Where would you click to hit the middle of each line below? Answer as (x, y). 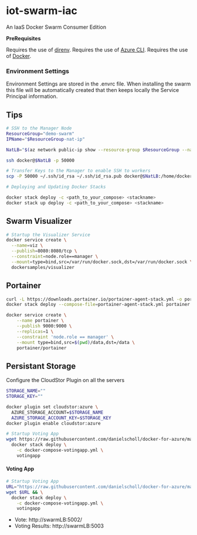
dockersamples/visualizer (43, 267)
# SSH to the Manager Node (39, 128)
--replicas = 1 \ (35, 331)
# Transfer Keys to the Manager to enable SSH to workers (78, 171)
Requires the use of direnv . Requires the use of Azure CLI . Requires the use (97, 50)
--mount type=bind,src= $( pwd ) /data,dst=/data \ (76, 342)
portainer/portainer (42, 348)
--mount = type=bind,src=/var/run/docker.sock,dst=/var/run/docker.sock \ (102, 262)
